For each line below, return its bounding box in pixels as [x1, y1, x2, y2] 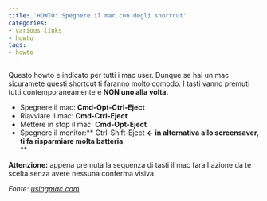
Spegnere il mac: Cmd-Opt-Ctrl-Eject [19, 102, 145, 112]
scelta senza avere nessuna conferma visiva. [8, 168, 156, 178]
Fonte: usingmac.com [8, 184, 80, 193]
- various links [8, 26, 62, 34]
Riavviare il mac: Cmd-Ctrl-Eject [19, 111, 128, 120]
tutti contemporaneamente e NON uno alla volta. [8, 87, 169, 96]
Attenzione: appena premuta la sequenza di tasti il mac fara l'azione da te [8, 160, 252, 169]
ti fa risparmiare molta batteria [19, 137, 124, 145]
